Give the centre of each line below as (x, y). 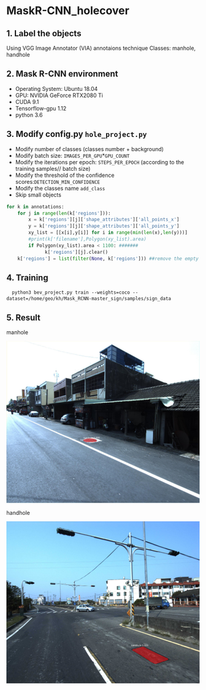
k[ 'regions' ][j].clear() (77, 252)
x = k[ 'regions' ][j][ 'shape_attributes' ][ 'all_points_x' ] (104, 220)
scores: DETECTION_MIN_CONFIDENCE (58, 181)
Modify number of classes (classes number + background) (90, 149)
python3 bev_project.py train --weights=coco (71, 292)
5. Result (24, 317)
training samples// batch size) (53, 168)
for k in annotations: (35, 206)
